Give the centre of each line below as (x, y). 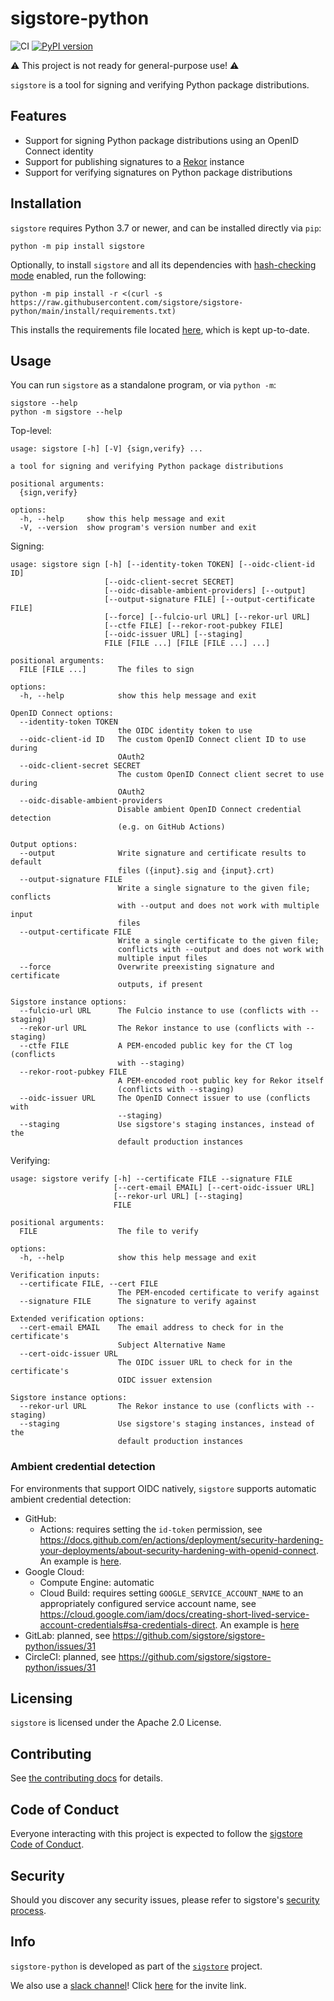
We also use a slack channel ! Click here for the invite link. (128, 1985)
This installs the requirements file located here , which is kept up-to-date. (160, 329)
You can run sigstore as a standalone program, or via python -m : (143, 385)
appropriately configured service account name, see (148, 1603)
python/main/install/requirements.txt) (93, 311)
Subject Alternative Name (171, 1345)
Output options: (44, 845)
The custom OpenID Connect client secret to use (221, 775)
